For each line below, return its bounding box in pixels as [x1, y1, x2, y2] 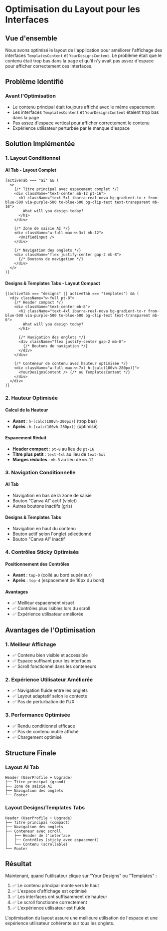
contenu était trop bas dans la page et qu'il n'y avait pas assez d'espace [5, 58, 154, 63]
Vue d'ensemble [5, 34, 57, 42]
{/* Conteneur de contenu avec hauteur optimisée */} [14, 361, 128, 366]
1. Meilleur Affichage [5, 640, 56, 647]
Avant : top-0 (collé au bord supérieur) [12, 572, 92, 578]
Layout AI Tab [5, 764, 39, 771]
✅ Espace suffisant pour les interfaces [12, 658, 92, 664]
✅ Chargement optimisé [12, 734, 62, 740]
